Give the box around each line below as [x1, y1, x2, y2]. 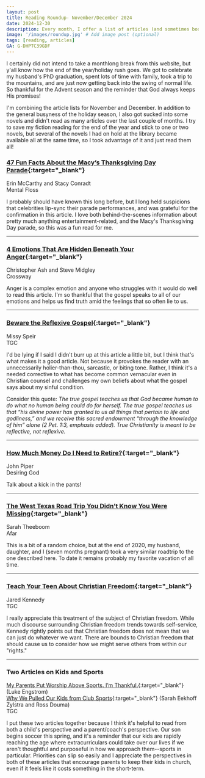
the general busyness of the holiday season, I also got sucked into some [6, 111, 188, 118]
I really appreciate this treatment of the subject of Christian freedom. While [6, 614, 195, 622]
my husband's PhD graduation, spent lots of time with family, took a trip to [6, 73, 193, 80]
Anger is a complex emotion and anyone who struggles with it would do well [6, 285, 198, 292]
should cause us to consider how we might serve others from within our [6, 640, 187, 647]
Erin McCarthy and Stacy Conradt [6, 180, 92, 187]
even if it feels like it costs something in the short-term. [6, 765, 145, 772]
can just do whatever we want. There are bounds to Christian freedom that [6, 633, 194, 641]
